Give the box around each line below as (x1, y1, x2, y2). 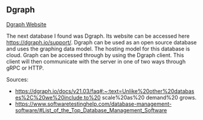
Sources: (6, 76, 29, 83)
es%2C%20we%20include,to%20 (14, 94, 101, 101)
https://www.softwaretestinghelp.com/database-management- (14, 100, 172, 107)
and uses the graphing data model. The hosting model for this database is (6, 45, 190, 52)
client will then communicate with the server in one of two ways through (6, 58, 186, 65)
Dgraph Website (6, 20, 47, 28)
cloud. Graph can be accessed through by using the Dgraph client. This (6, 51, 184, 59)
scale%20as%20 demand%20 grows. (101, 94, 197, 101)
